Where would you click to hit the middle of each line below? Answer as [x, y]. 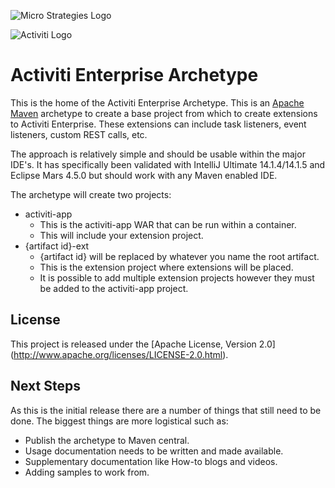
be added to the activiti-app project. [114, 288]
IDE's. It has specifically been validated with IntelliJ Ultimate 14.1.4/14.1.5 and [168, 164]
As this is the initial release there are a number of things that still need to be [166, 410]
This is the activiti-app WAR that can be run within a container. [168, 224]
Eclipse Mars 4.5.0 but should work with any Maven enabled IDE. [144, 175]
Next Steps [45, 386]
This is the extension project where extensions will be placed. [166, 267]
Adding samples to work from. [87, 472]
